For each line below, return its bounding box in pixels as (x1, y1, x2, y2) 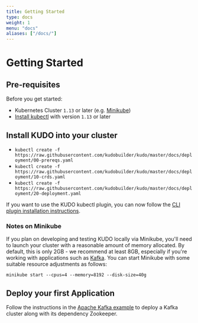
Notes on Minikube (6, 222, 62, 230)
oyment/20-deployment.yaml (14, 190, 82, 196)
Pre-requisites (6, 79, 60, 89)
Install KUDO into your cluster (6, 130, 118, 140)
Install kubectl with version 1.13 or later (14, 113, 111, 120)
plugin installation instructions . (6, 207, 81, 214)
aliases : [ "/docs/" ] (6, 31, 57, 37)
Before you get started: (6, 95, 63, 102)
